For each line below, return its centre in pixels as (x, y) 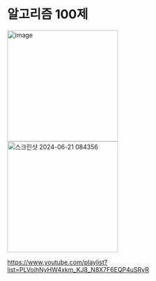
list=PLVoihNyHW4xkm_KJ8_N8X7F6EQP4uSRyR (78, 269)
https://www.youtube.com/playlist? (57, 262)
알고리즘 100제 (48, 14)
